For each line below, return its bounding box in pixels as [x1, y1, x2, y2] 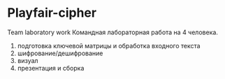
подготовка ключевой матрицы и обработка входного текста [17, 41, 201, 50]
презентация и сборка [17, 64, 85, 72]
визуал [17, 56, 38, 64]
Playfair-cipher [7, 5, 96, 21]
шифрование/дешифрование [17, 49, 103, 57]
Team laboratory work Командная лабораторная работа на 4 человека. [7, 28, 219, 36]
